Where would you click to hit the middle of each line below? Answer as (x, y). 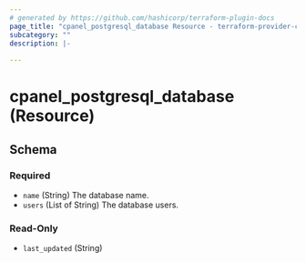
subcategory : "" (40, 35)
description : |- (40, 43)
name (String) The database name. (86, 195)
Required (30, 176)
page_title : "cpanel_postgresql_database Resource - (112, 26)
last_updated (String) (62, 248)
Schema (33, 150)
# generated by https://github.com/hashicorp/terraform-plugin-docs (142, 18)
